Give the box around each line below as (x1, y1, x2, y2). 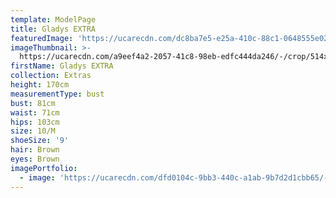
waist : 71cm (10, 107, 60, 118)
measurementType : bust (10, 89, 105, 99)
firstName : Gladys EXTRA (10, 61, 114, 71)
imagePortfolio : (10, 163, 78, 173)
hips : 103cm (10, 117, 60, 127)
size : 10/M (10, 126, 56, 136)
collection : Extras (10, 71, 92, 81)
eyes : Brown (10, 154, 60, 164)
